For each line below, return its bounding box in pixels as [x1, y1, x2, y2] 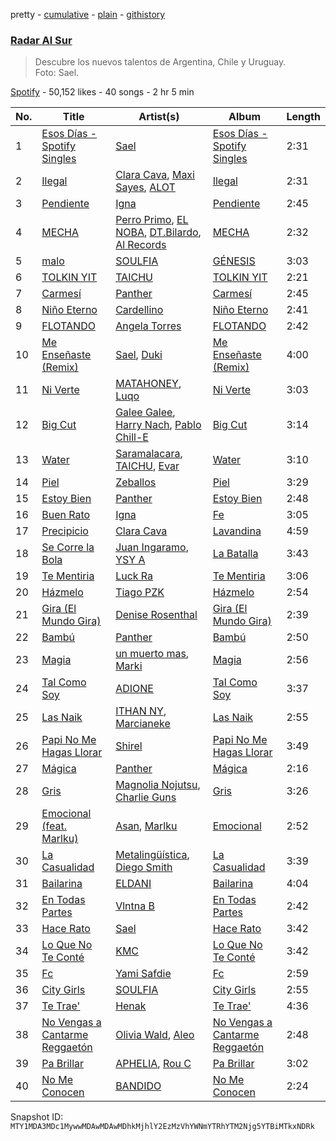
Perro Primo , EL [115, 213, 189, 227]
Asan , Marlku [115, 819, 178, 833]
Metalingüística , [115, 848, 190, 862]
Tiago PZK [115, 585, 165, 599]
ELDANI [115, 877, 152, 891]
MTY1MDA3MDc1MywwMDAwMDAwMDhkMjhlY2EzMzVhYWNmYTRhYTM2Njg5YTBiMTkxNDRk [10, 1122, 315, 1132]
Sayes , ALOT [115, 180, 176, 194]
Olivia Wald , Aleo [115, 1028, 195, 1042]
